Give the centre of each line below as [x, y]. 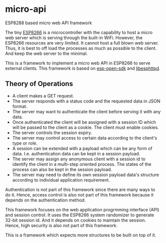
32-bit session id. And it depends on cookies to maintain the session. [76, 220]
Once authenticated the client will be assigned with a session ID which [84, 122]
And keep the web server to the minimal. [47, 53]
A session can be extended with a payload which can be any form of [82, 148]
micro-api [26, 9]
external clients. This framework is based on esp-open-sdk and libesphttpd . [83, 68]
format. [20, 106]
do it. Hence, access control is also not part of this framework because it [79, 194]
